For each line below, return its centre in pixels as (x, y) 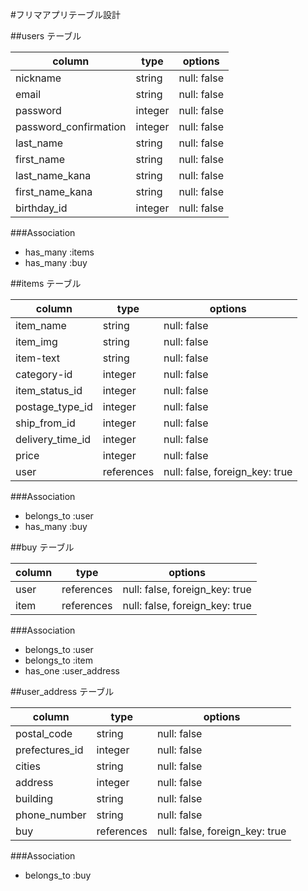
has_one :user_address (72, 671)
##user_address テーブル (62, 691)
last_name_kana (53, 175)
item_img (36, 341)
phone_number (51, 815)
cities (28, 766)
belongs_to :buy (58, 875)
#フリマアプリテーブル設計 (66, 14)
